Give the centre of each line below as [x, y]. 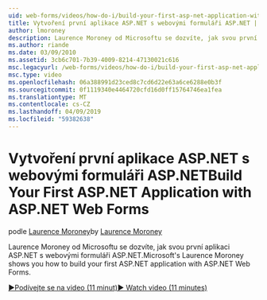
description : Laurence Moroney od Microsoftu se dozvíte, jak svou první [133, 38]
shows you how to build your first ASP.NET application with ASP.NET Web [129, 263]
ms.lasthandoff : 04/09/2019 [55, 112]
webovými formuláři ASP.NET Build [125, 175]
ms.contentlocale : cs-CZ [49, 104]
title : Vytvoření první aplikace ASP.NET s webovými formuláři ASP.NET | [133, 23]
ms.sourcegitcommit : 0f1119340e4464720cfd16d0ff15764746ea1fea [115, 90]
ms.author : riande [39, 45]
